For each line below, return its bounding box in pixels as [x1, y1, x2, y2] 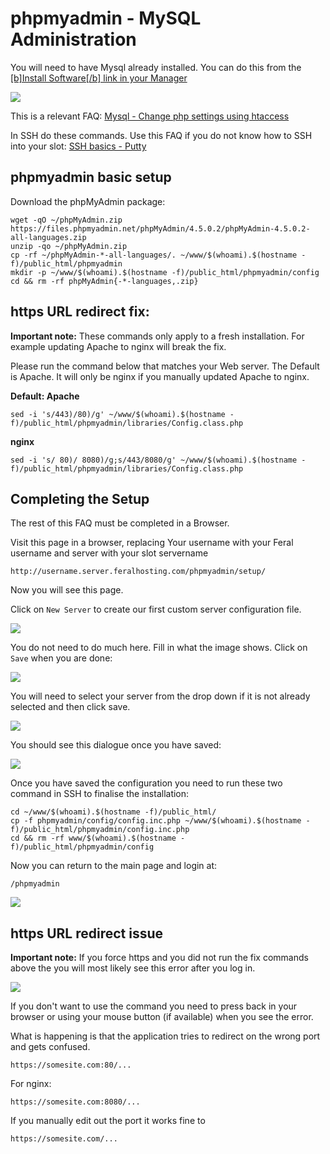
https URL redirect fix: [10, 303, 150, 321]
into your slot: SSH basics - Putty [10, 140, 147, 152]
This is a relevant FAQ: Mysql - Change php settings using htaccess [10, 110, 290, 122]
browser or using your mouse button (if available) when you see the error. [10, 1011, 314, 1023]
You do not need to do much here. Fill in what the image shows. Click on [10, 642, 308, 654]
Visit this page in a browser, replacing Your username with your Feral [10, 537, 294, 549]
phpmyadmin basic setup [10, 169, 172, 186]
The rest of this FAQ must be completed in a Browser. [10, 517, 230, 529]
